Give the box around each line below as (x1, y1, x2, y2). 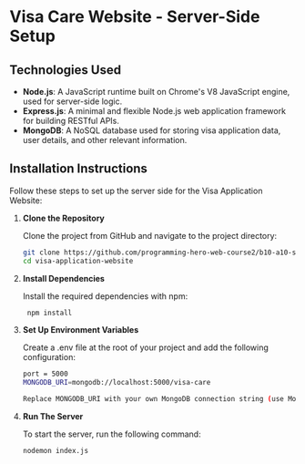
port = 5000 (22, 369, 68, 379)
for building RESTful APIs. (22, 116, 120, 126)
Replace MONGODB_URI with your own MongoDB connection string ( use (22, 395, 284, 404)
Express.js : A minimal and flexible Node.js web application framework (22, 106, 287, 116)
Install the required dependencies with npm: (22, 290, 188, 302)
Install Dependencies (22, 273, 105, 284)
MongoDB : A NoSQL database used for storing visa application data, (22, 125, 281, 136)
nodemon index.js (22, 447, 89, 456)
